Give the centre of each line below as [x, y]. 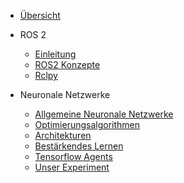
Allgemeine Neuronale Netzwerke [104, 114]
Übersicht [40, 15]
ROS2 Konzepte [67, 64]
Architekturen [63, 135]
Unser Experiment [72, 167]
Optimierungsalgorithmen [87, 124]
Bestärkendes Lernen [79, 146]
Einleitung [55, 54]
